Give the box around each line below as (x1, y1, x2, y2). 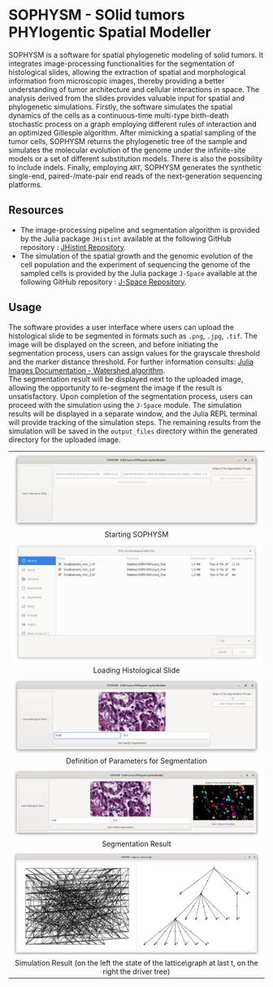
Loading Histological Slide (93, 665, 180, 675)
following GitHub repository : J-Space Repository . (19, 277, 187, 287)
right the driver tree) (102, 967, 171, 976)
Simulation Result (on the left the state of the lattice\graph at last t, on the (15, 958, 258, 968)
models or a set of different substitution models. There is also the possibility (8, 153, 262, 164)
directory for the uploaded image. (8, 434, 121, 445)
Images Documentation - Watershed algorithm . (8, 365, 166, 375)
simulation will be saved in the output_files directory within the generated (8, 426, 258, 436)
